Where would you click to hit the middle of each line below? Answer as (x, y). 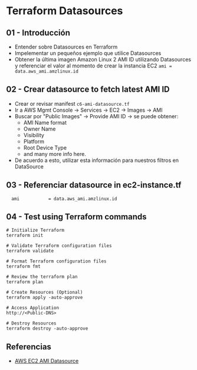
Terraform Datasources (65, 11)
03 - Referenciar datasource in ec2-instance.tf (94, 185)
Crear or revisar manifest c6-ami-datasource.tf (72, 103)
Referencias (29, 347)
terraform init (25, 236)
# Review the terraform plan (42, 277)
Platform (34, 141)
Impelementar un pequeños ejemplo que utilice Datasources (88, 53)
